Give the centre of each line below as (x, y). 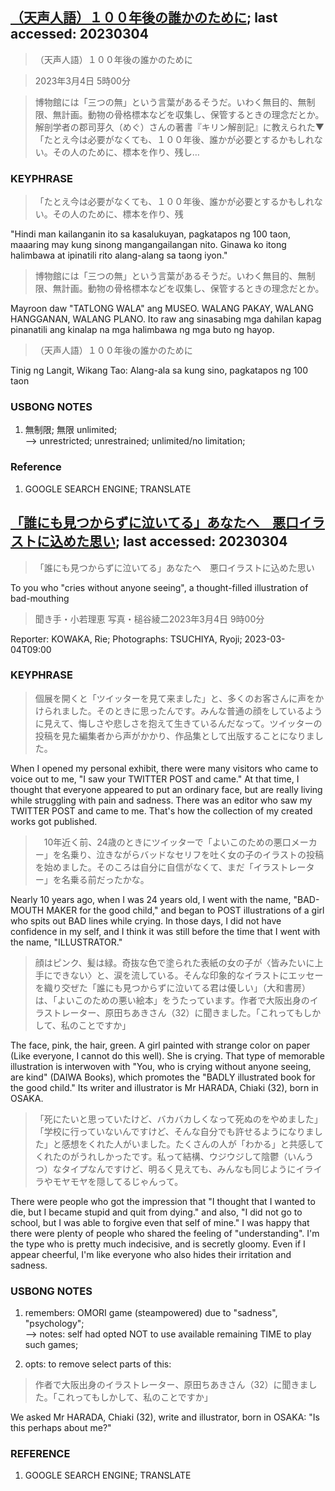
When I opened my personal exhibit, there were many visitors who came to (164, 768)
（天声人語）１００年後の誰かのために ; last (144, 18)
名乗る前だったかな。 (105, 879)
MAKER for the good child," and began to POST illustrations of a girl (185, 910)
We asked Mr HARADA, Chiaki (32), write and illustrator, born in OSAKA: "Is (165, 1417)
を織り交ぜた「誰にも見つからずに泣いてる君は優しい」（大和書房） (173, 987)
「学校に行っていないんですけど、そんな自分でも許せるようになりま (174, 1131)
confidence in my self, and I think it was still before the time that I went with (165, 931)
